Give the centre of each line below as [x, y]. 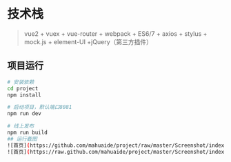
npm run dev [24, 114]
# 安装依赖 [21, 82]
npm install [24, 95]
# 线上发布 [21, 126]
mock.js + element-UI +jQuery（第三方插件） [88, 41]
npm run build [28, 132]
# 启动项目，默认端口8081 [40, 108]
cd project [23, 88]
